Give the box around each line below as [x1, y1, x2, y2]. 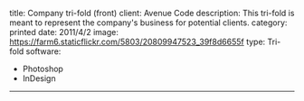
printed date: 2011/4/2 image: [9, 27, 119, 37]
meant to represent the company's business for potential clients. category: [9, 17, 288, 28]
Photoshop [22, 63, 63, 74]
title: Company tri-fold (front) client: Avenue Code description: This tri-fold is [9, 8, 295, 18]
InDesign [22, 73, 56, 84]
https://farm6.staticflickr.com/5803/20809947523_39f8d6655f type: [9, 36, 266, 47]
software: [25, 46, 62, 57]
